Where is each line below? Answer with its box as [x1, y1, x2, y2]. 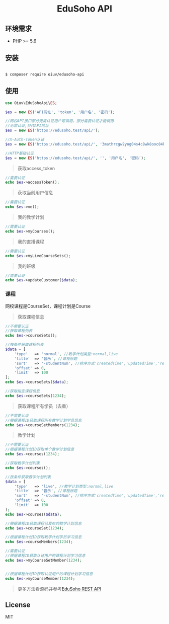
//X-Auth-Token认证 [5, 137, 45, 142]
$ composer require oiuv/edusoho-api [5, 71, 84, 77]
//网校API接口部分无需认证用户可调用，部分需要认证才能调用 [5, 119, 114, 124]
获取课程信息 [17, 314, 44, 320]
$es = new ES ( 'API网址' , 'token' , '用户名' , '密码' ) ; [5, 109, 115, 115]
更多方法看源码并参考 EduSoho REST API [17, 586, 102, 592]
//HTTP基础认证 [5, 150, 34, 156]
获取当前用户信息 [17, 190, 53, 196]
